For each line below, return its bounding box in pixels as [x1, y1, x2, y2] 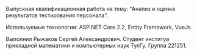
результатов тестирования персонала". [5, 12, 109, 19]
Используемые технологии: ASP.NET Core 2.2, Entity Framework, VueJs [5, 24, 192, 31]
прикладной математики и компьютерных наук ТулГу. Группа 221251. [5, 42, 187, 49]
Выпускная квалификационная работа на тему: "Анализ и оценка [5, 5, 176, 12]
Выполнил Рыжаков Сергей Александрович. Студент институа [5, 35, 170, 42]
